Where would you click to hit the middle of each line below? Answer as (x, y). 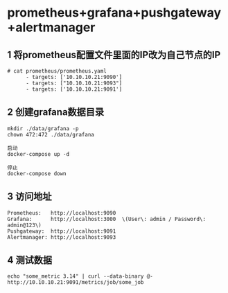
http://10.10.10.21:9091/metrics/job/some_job (76, 283)
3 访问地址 (29, 196)
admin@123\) (24, 225)
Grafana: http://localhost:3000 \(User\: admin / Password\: (107, 219)
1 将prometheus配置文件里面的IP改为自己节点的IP (114, 54)
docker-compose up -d (38, 154)
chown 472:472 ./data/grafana (51, 134)
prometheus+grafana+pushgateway (114, 13)
